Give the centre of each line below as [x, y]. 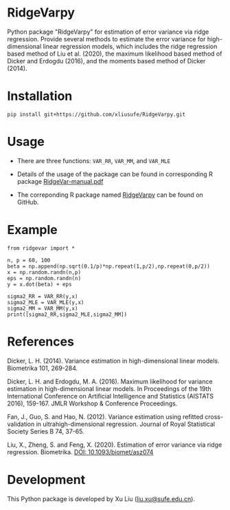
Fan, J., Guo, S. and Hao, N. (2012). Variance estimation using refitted [105, 416]
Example [32, 230]
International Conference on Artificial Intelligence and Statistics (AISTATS [111, 396]
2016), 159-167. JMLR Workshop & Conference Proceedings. [92, 403]
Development [46, 479]
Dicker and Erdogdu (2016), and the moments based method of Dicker [106, 61]
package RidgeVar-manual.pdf [60, 181]
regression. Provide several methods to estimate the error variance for [106, 39]
